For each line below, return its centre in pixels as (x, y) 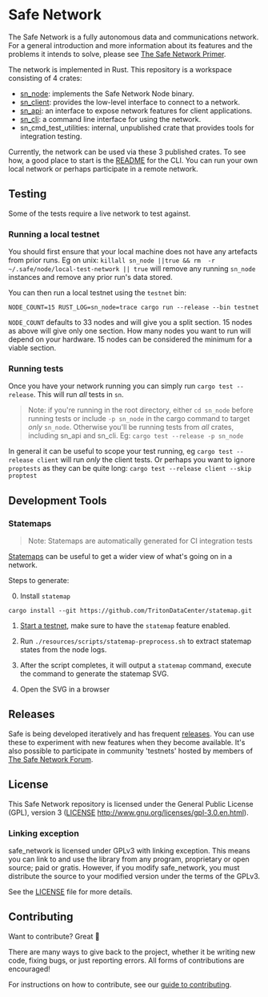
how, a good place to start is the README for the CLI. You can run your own (133, 160)
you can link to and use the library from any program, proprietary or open (129, 859)
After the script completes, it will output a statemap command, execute (136, 665)
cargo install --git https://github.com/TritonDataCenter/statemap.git (130, 611)
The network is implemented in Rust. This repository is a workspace (120, 69)
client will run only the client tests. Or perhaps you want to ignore (146, 460)
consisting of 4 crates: (45, 78)
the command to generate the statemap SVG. (94, 674)
